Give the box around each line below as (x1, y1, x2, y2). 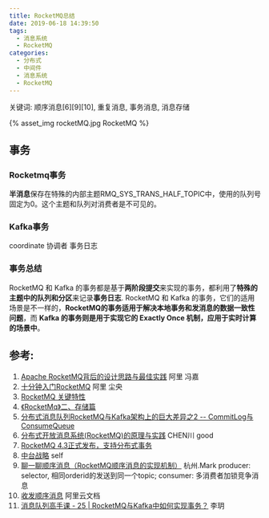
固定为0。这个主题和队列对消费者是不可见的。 (9, 199, 161, 209)
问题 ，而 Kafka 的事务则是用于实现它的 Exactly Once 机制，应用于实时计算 (9, 312, 257, 322)
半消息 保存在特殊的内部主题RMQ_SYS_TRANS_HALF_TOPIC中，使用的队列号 (9, 190, 261, 199)
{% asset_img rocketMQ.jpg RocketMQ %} (9, 118, 150, 128)
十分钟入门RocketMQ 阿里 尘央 (20, 381, 123, 391)
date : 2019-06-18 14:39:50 (9, 19, 99, 27)
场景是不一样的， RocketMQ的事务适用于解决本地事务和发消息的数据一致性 (9, 303, 255, 312)
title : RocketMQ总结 (9, 11, 75, 20)
